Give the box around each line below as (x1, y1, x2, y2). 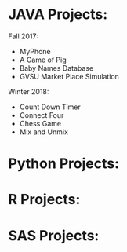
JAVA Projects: (8, 5, 108, 24)
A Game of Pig (19, 55, 67, 64)
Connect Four (19, 110, 64, 119)
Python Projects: (8, 155, 120, 173)
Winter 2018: (8, 86, 49, 96)
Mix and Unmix (19, 127, 69, 137)
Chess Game (19, 119, 61, 128)
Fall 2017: (8, 31, 39, 41)
